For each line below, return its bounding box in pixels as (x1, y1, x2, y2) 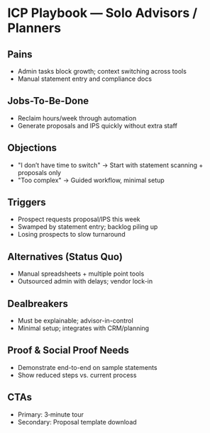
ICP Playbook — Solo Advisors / (7, 5, 198, 21)
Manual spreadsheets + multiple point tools (17, 269, 145, 278)
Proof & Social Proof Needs (7, 344, 130, 356)
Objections (7, 142, 57, 154)
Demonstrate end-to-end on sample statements (17, 363, 157, 371)
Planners (7, 20, 62, 36)
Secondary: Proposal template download (17, 417, 137, 426)
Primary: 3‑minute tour (17, 410, 84, 419)
